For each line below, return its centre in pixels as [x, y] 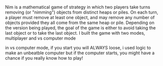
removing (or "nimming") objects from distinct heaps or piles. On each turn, [82, 12]
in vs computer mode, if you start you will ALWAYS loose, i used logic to [78, 48]
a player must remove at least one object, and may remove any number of [80, 17]
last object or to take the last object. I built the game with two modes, [75, 33]
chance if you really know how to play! [44, 58]
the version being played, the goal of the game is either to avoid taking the [81, 28]
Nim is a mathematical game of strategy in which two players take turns [78, 7]
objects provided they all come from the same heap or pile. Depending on [80, 22]
